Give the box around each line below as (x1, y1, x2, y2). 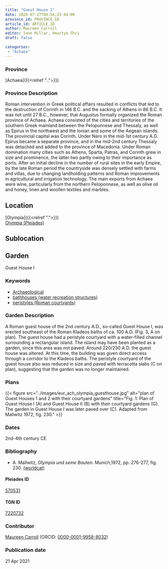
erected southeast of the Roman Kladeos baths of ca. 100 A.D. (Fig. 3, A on (5, 329, 160, 335)
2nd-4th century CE (5, 435, 47, 441)
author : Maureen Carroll (5, 26, 57, 31)
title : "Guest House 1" (5, 7, 55, 13)
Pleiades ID (5, 476, 29, 483)
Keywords (5, 277, 31, 284)
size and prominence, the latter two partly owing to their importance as (5, 154, 152, 161)
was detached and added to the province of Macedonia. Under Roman (5, 144, 151, 150)
